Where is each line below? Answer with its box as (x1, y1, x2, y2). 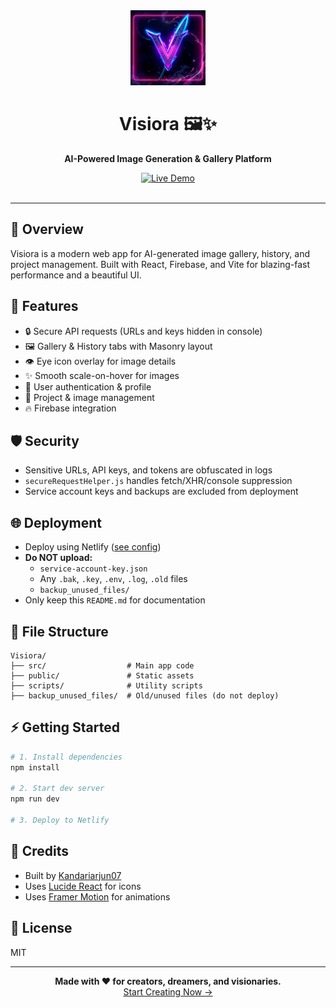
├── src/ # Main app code (10, 661, 195, 671)
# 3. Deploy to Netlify (10, 815, 110, 826)
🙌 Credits (10, 843, 70, 860)
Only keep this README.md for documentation (24, 594, 206, 606)
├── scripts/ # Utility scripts (10, 681, 203, 691)
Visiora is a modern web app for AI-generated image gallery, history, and (10, 247, 311, 259)
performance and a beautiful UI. (10, 269, 142, 281)
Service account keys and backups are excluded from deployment (24, 485, 299, 498)
